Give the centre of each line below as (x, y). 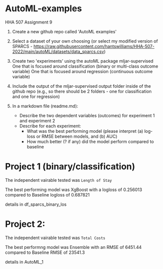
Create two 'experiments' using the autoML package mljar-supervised (83, 61)
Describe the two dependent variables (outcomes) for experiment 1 (87, 115)
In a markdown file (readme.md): (45, 106)
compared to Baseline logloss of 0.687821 (47, 195)
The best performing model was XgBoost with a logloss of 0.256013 (74, 190)
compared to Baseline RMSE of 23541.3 (45, 252)
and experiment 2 (37, 121)
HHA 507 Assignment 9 (29, 22)
